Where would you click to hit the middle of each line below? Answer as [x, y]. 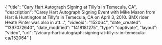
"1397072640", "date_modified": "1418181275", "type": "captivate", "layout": [81, 28]
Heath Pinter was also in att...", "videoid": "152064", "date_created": [73, 22]
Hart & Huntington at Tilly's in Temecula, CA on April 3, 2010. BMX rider [77, 17]
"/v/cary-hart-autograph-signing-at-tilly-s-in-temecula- [90, 33]
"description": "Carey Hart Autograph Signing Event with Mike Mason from [80, 12]
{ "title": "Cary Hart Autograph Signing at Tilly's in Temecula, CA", [71, 7]
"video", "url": [19, 33]
